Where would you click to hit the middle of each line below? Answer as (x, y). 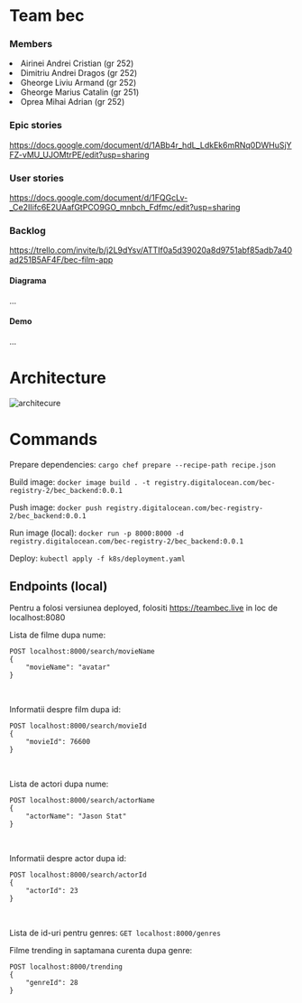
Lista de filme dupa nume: (58, 635)
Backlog (28, 231)
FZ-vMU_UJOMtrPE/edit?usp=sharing (80, 154)
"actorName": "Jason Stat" (76, 817)
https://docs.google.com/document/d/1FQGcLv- (99, 198)
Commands (54, 439)
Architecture (58, 378)
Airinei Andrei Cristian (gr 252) (78, 63)
